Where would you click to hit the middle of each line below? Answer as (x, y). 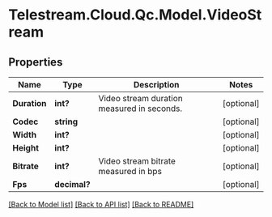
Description (156, 85)
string (66, 121)
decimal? (72, 184)
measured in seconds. (140, 108)
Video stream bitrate (137, 161)
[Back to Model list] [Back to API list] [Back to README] (101, 204)
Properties (36, 62)
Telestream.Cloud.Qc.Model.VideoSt (135, 15)
